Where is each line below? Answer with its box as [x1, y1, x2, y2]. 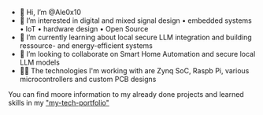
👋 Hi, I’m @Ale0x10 [19, 8, 81, 17]
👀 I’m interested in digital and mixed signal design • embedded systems [19, 16, 252, 25]
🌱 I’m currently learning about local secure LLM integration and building [19, 32, 252, 42]
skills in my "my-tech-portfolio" [8, 98, 110, 107]
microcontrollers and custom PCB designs [19, 75, 157, 83]
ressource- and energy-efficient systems [19, 41, 154, 50]
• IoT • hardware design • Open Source [19, 24, 149, 33]
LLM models [19, 57, 61, 67]
